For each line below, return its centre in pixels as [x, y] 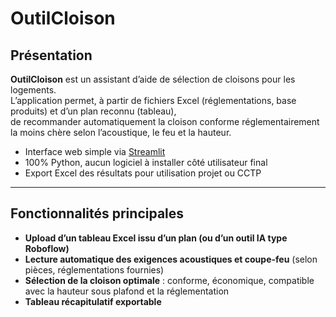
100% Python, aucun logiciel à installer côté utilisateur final [146, 162]
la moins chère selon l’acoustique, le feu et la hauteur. [121, 132]
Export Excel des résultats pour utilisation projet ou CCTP [143, 173]
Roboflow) [47, 248]
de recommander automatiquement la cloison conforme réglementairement [165, 121]
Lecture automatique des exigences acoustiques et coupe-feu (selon [171, 259]
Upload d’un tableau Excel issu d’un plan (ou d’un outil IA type [156, 238]
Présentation [51, 55]
